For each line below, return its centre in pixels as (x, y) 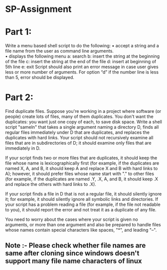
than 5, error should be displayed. (40, 78)
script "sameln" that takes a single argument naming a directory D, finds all (82, 127)
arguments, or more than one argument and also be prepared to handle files (83, 225)
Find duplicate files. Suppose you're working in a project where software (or (83, 111)
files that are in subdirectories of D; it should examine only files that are (78, 143)
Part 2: (19, 97)
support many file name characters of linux (74, 261)
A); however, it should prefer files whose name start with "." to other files (80, 174)
